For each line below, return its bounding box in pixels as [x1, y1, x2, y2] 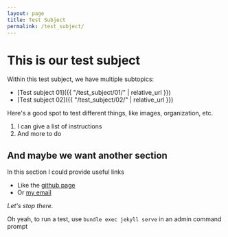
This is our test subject [7, 52, 141, 68]
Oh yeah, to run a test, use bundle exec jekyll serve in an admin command [7, 215, 222, 223]
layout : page [7, 10, 45, 17]
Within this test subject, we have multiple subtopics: [7, 75, 155, 83]
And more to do [16, 130, 62, 138]
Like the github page [16, 181, 76, 190]
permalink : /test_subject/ [7, 23, 84, 30]
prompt [7, 223, 28, 231]
